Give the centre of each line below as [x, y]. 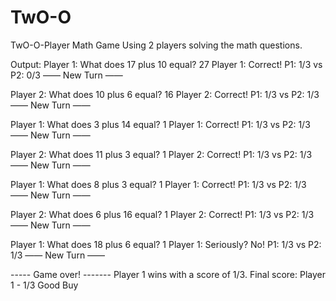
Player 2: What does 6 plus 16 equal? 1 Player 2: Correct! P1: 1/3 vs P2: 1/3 [162, 214]
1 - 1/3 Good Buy [44, 285]
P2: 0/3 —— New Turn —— [66, 75]
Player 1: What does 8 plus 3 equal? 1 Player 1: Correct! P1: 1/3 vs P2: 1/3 [158, 184]
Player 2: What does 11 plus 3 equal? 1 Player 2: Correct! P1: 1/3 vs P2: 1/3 [161, 154]
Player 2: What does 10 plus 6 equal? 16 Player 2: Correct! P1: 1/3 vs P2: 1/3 [165, 94]
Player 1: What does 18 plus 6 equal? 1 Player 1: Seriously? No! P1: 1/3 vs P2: [166, 244]
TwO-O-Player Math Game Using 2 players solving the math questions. [156, 45]
